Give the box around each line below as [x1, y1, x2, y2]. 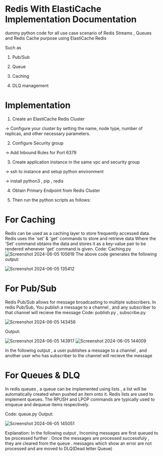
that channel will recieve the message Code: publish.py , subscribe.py [5, 309, 146, 315]
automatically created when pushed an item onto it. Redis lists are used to [5, 391, 154, 397]
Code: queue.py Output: [5, 411, 54, 417]
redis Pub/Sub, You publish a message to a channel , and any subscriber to [5, 304, 156, 310]
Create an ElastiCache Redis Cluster [12, 116, 85, 122]
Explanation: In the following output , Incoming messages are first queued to [5, 430, 159, 436]
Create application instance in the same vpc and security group [12, 159, 140, 165]
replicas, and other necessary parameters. [5, 131, 91, 137]
